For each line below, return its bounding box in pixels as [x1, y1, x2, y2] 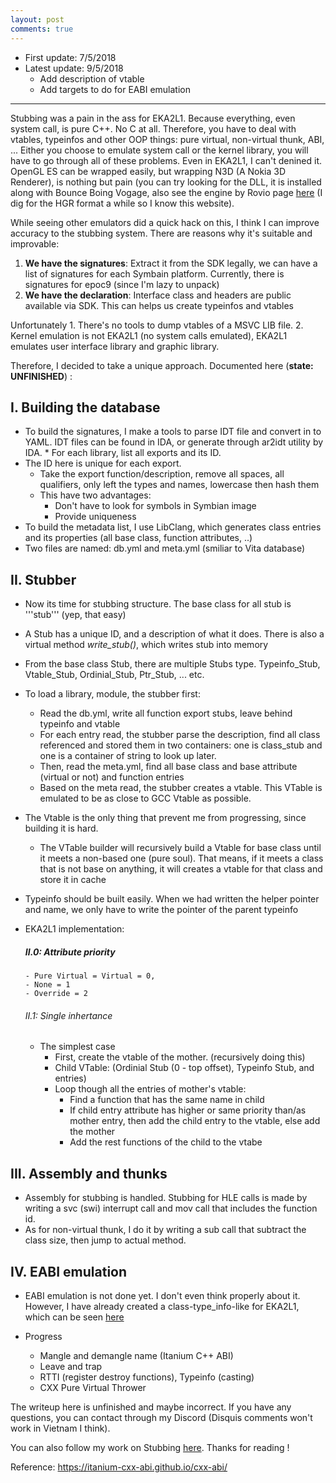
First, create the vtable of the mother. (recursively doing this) [54, 1051, 306, 1063]
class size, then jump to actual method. [24, 1234, 187, 1246]
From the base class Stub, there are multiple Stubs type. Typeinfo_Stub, [24, 658, 321, 670]
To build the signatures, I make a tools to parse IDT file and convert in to [24, 426, 322, 438]
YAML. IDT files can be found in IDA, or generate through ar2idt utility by [24, 436, 324, 448]
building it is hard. [24, 822, 99, 835]
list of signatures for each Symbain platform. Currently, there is [24, 267, 285, 280]
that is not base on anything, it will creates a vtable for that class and [39, 863, 323, 875]
